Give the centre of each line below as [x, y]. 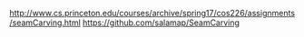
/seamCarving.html [45, 23]
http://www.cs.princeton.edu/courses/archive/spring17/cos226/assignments [152, 13]
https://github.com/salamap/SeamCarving [162, 23]
